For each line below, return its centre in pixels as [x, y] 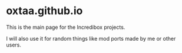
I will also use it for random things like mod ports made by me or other [91, 38]
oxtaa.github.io [44, 11]
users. [14, 45]
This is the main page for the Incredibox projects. [66, 27]
